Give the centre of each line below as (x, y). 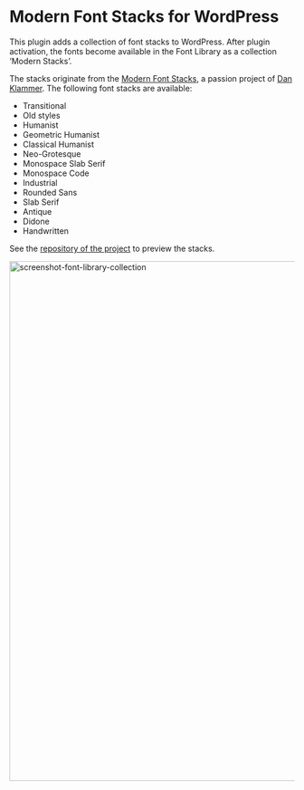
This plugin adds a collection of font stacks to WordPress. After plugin (140, 42)
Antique (37, 211)
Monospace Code (56, 173)
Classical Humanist (58, 144)
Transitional (44, 105)
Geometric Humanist (61, 134)
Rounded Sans (50, 192)
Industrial (40, 182)
